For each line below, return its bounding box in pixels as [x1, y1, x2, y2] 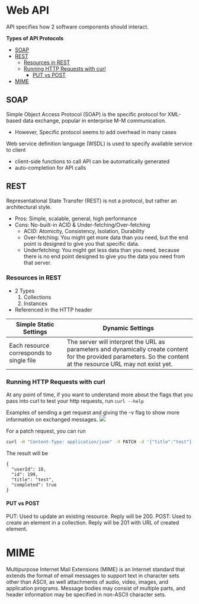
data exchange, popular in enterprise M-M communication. [23, 117, 167, 124]
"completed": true [11, 482, 57, 488]
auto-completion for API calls [14, 164, 86, 171]
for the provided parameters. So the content [67, 352, 190, 361]
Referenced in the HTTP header [14, 306, 93, 313]
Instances [23, 300, 48, 307]
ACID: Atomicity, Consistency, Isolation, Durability [23, 227, 145, 234]
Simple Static [15, 320, 54, 328]
